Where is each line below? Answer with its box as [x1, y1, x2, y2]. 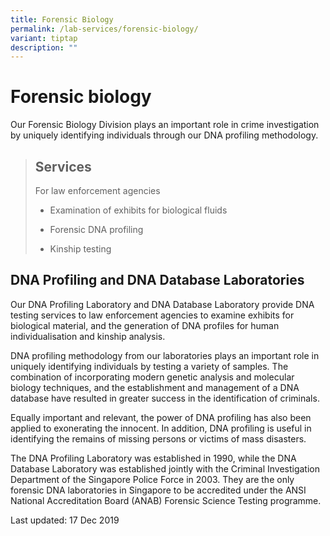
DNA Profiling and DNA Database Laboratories [10, 272, 305, 289]
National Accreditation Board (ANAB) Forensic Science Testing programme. [10, 494, 322, 506]
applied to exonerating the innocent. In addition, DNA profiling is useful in [10, 422, 312, 434]
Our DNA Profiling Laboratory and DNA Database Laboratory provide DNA [10, 298, 315, 310]
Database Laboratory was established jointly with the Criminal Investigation [10, 462, 321, 475]
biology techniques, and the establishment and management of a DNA [10, 381, 300, 393]
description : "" [10, 42, 78, 53]
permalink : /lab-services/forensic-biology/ [10, 24, 199, 34]
